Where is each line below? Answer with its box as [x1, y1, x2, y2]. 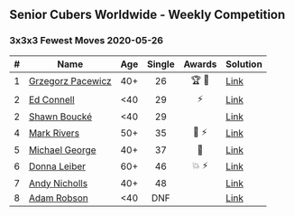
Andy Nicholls [28, 176, 88, 189]
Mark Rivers [28, 127, 79, 139]
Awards [183, 58, 217, 70]
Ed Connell [28, 94, 75, 107]
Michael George [28, 144, 96, 156]
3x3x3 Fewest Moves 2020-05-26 [9, 34, 164, 47]
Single [147, 58, 175, 70]
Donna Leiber [28, 160, 87, 173]
